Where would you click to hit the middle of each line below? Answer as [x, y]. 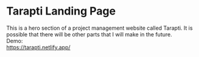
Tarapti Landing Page [61, 11]
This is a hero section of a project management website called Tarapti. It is [100, 28]
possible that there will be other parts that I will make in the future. [89, 34]
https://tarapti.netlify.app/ [39, 47]
